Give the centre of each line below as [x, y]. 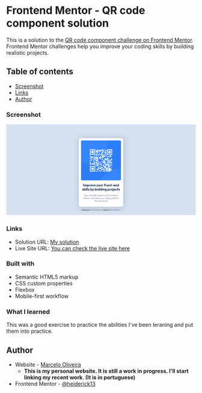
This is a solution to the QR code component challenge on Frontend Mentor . [100, 40]
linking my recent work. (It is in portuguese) [80, 377]
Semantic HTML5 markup [47, 277]
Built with [20, 264]
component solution [58, 23]
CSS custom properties [44, 283]
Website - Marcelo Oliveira [48, 364]
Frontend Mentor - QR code [76, 11]
